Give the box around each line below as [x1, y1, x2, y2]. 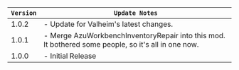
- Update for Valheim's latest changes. [43, 19, 173, 29]
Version [11, 9, 37, 17]
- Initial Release [43, 51, 97, 61]
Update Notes [113, 9, 158, 17]
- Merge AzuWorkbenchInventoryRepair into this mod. [43, 31, 225, 40]
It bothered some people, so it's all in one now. [43, 40, 199, 49]
